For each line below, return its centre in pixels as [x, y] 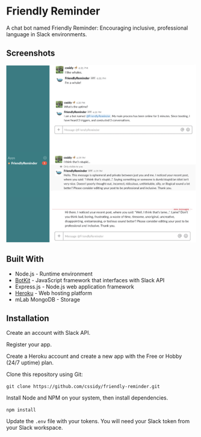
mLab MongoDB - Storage [47, 299]
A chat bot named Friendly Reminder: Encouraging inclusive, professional [97, 28]
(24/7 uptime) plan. [30, 363]
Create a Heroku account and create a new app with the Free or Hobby [94, 356]
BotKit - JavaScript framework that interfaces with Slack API [90, 280]
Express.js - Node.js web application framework [74, 286]
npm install [21, 410]
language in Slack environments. [47, 34]
